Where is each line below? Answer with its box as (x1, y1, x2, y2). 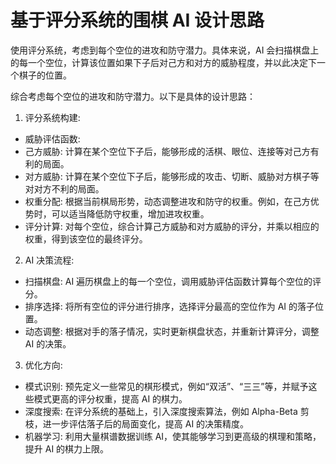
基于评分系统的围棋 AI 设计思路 (10, 9, 265, 32)
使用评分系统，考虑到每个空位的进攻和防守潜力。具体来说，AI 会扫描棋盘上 (10, 44, 320, 56)
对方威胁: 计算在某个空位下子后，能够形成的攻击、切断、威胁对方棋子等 (24, 170, 320, 182)
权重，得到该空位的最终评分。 (24, 232, 148, 245)
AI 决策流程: (24, 254, 75, 266)
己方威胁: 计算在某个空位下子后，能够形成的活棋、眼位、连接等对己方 (24, 145, 311, 157)
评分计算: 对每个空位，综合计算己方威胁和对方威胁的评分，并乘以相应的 (24, 220, 320, 232)
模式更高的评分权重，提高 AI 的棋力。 (33, 392, 188, 405)
